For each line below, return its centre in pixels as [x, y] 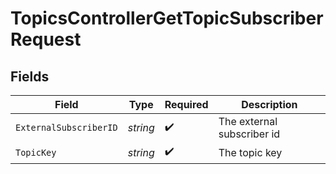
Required [186, 104]
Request [46, 39]
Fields [30, 76]
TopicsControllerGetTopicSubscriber [167, 18]
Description [269, 104]
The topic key [250, 152]
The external [248, 121]
